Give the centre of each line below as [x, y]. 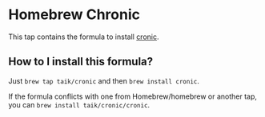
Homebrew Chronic [74, 15]
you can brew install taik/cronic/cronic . [79, 104]
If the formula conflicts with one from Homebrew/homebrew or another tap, [133, 96]
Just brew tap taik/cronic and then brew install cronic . [104, 80]
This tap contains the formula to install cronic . [84, 37]
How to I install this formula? [81, 62]
